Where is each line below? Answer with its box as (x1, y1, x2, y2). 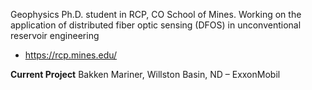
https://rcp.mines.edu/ (24, 49, 118, 61)
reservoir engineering (10, 30, 100, 41)
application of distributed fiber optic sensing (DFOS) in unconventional (10, 19, 302, 31)
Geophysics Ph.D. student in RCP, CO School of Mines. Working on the (10, 9, 302, 20)
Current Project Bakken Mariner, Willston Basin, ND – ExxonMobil (10, 69, 281, 80)
